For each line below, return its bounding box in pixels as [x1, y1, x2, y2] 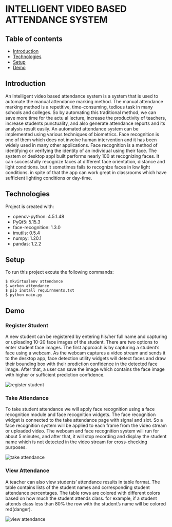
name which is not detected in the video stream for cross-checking [5, 439, 147, 445]
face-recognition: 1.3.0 [12, 224, 61, 230]
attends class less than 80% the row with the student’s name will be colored [5, 500, 166, 506]
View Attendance [5, 467, 50, 474]
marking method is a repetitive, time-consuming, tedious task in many [5, 104, 153, 110]
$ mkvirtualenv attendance [5, 279, 63, 284]
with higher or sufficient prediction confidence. [5, 372, 105, 378]
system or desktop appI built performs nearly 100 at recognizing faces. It [5, 153, 160, 159]
